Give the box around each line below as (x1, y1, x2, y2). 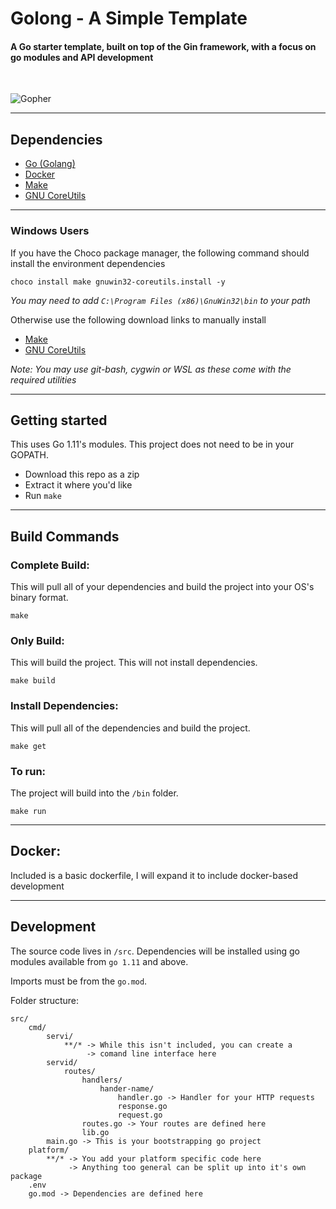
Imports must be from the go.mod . (10, 975, 148, 987)
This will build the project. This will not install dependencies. (10, 657, 258, 669)
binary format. (10, 592, 69, 603)
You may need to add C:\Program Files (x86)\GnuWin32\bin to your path (10, 294, 311, 306)
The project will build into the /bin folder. (10, 787, 179, 799)
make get (10, 741, 47, 751)
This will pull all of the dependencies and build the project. (10, 722, 251, 734)
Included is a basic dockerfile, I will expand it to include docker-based (10, 869, 298, 881)
